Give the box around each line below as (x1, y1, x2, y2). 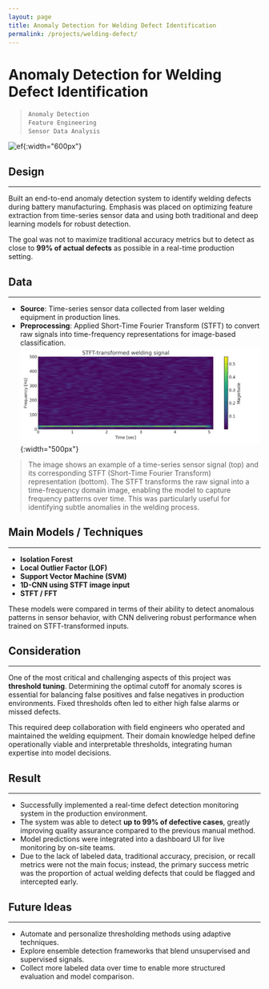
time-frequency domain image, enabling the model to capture (27, 485, 231, 495)
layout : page (8, 13, 52, 21)
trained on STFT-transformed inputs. (8, 621, 130, 630)
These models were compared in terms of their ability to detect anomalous (8, 604, 255, 614)
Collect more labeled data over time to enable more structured (19, 963, 226, 972)
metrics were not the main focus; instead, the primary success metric (19, 860, 250, 869)
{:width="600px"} (22, 141, 82, 152)
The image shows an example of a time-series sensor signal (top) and (27, 460, 259, 469)
